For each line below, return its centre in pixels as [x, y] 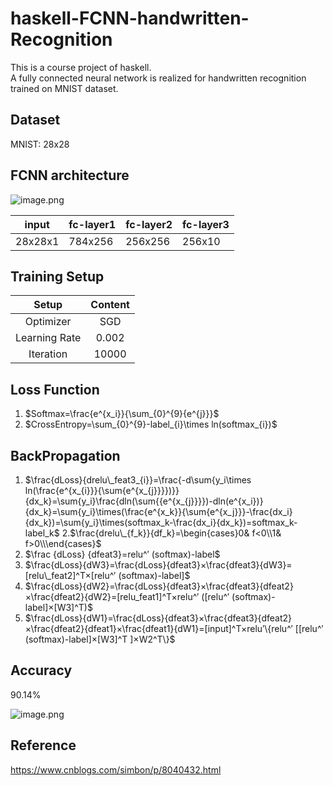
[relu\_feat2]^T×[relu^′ [70, 575]
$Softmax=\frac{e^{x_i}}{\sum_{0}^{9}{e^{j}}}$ [122, 414]
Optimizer [48, 322]
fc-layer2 [149, 224]
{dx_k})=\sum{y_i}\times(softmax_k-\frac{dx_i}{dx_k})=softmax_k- [161, 522]
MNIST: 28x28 [40, 144]
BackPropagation [65, 455]
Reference [43, 745]
